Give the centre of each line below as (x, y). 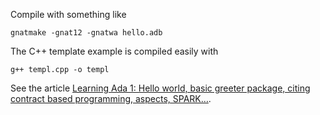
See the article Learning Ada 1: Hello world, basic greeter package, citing (160, 88)
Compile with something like (68, 14)
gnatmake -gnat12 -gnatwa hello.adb (86, 33)
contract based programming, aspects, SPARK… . (111, 98)
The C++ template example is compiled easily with (114, 51)
